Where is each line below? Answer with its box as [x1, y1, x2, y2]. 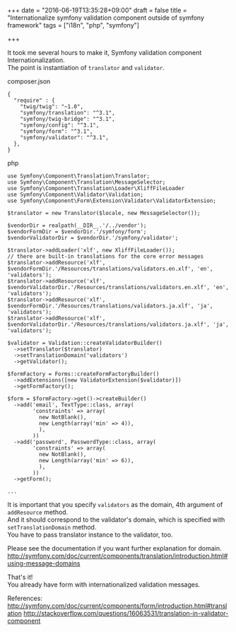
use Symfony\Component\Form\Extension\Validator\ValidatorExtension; [7, 197, 217, 204]
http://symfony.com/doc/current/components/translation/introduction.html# [7, 551, 228, 560]
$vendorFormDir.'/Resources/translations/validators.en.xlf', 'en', [7, 265, 213, 272]
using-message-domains [7, 559, 81, 568]
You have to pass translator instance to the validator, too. [7, 530, 173, 539]
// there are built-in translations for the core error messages [7, 253, 203, 260]
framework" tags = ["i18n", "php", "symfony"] [7, 21, 140, 29]
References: [7, 594, 42, 602]
